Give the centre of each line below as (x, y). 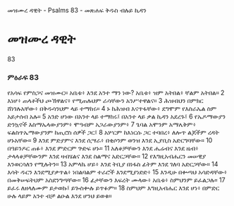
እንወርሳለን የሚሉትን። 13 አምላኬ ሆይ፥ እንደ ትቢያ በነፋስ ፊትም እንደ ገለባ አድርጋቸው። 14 (113, 164)
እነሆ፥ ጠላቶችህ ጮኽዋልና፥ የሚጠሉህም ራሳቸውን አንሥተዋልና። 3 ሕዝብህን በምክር (105, 101)
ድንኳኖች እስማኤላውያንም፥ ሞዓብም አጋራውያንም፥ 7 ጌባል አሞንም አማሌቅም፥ (102, 125)
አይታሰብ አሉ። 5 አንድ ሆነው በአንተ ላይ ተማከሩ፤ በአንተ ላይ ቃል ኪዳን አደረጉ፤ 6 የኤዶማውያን (117, 116)
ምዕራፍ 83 (23, 77)
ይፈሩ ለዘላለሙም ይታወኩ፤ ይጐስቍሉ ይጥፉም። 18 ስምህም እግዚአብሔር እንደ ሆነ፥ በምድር (113, 188)
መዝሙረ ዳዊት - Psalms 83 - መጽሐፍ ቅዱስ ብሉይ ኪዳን (77, 10)
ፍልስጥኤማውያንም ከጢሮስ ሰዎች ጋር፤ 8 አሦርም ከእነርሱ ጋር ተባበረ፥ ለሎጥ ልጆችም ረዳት (113, 133)
